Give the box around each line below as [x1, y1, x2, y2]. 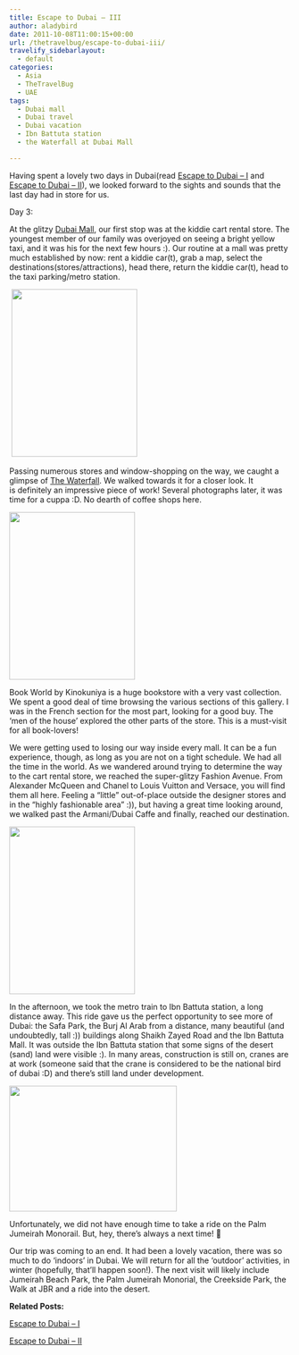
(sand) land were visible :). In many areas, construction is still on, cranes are [9, 1048, 289, 1059]
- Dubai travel [17, 113, 74, 122]
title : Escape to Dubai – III [9, 13, 122, 22]
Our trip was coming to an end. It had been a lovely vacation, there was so [9, 1245, 283, 1256]
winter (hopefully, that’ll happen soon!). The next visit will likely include [9, 1264, 270, 1275]
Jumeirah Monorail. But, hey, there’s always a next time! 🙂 [9, 1228, 221, 1239]
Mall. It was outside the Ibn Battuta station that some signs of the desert [9, 1039, 274, 1050]
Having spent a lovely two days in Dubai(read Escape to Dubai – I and [9, 170, 265, 181]
